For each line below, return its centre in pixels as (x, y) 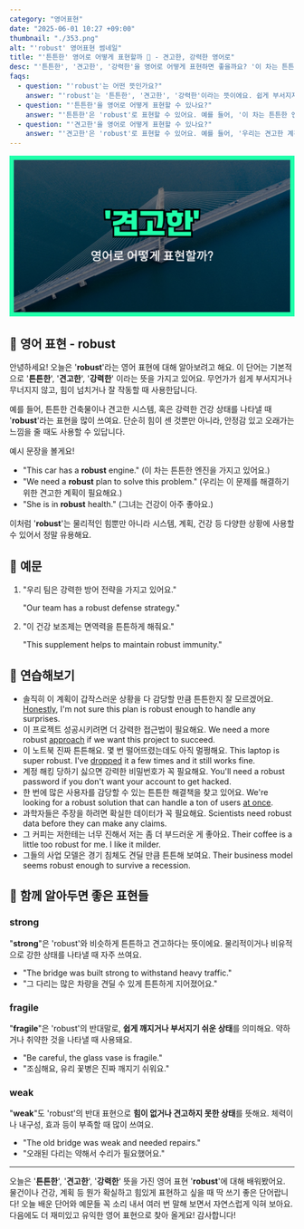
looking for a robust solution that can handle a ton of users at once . (148, 802)
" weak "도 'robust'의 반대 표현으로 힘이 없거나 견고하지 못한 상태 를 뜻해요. (139, 1113)
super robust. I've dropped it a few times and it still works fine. (139, 761)
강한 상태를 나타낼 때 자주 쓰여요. (84, 955)
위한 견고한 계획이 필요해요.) (72, 493)
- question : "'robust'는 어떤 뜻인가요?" (90, 86)
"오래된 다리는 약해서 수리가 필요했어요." (94, 1154)
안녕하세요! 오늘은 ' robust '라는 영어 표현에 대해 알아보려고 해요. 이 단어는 (139, 368)
